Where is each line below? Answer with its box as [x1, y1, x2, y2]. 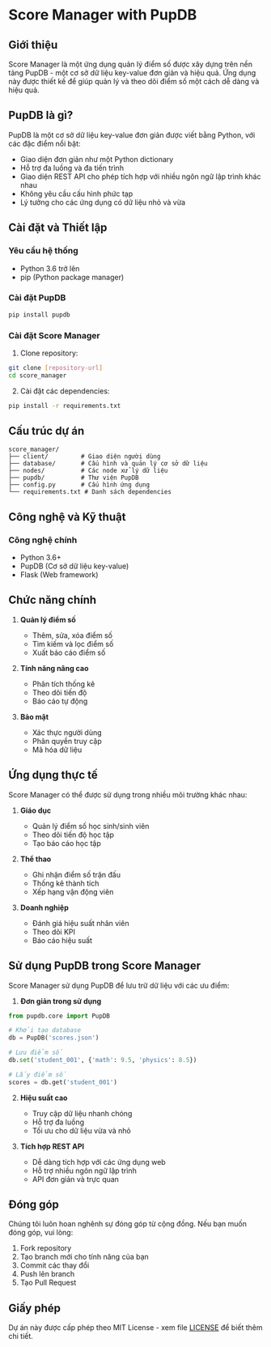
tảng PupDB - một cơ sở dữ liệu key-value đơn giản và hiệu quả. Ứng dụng [8, 68, 256, 78]
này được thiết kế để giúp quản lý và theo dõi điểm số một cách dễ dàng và [8, 77, 260, 86]
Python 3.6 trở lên [19, 263, 80, 273]
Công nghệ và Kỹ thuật [8, 510, 126, 524]
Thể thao [19, 854, 52, 864]
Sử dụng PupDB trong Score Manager [8, 959, 201, 973]
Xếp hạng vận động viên [32, 886, 114, 896]
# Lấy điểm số [8, 1070, 67, 1078]
